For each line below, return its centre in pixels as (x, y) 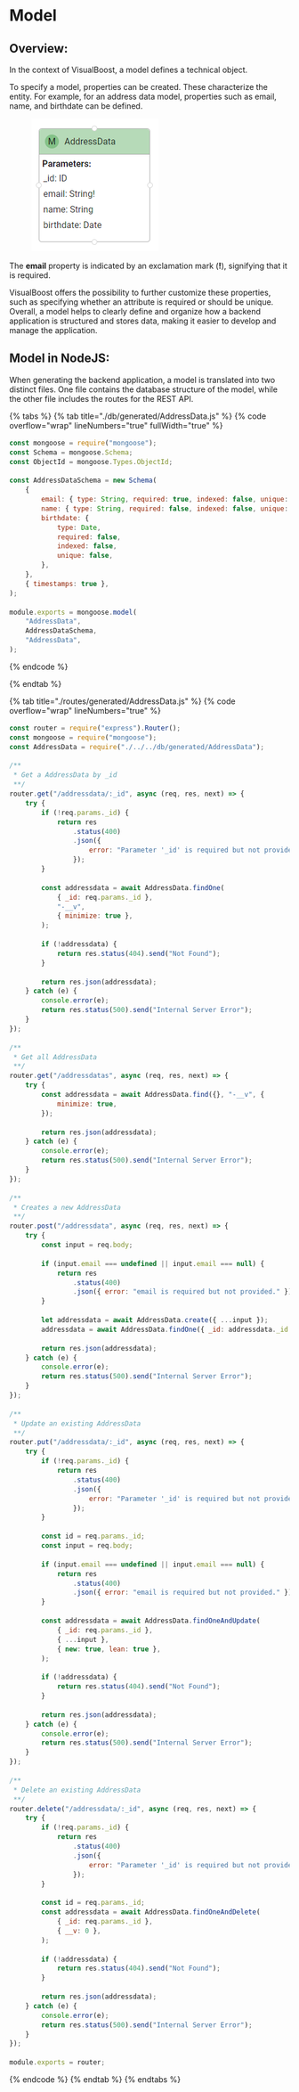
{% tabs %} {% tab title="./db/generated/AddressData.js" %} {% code (138, 416)
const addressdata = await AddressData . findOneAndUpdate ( (151, 1621)
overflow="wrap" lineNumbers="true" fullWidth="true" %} (116, 425)
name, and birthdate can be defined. (76, 106)
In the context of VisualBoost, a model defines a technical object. (129, 69)
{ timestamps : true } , (67, 584)
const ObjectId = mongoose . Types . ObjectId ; (91, 462)
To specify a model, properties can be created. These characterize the (139, 87)
